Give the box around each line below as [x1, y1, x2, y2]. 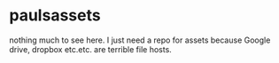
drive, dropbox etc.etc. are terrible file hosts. [9, 43, 173, 54]
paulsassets [9, 5, 101, 26]
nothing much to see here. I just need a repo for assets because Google [9, 35, 271, 45]
